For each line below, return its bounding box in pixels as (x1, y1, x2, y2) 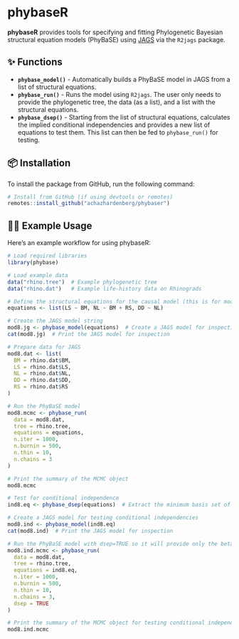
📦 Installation (7, 157, 71, 170)
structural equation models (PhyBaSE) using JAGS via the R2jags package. (7, 35, 225, 43)
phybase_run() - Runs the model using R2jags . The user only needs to (17, 90, 222, 98)
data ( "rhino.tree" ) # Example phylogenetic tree (7, 279, 158, 286)
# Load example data (7, 271, 69, 279)
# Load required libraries (7, 252, 87, 260)
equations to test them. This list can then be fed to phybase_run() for (17, 128, 218, 136)
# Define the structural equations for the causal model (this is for (7, 298, 221, 305)
